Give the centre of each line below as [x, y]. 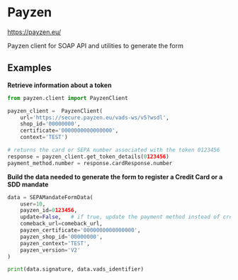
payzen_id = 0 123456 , [49, 211]
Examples [29, 68]
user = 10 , [33, 204]
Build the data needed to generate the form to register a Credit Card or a [115, 177]
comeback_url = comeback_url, [61, 224]
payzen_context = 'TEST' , [55, 243]
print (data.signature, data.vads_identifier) [75, 269]
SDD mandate [28, 184]
